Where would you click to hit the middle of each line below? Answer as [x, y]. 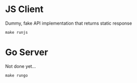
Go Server [27, 53]
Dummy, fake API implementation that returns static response [68, 23]
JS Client [24, 9]
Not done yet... [21, 66]
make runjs [17, 32]
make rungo [17, 75]
